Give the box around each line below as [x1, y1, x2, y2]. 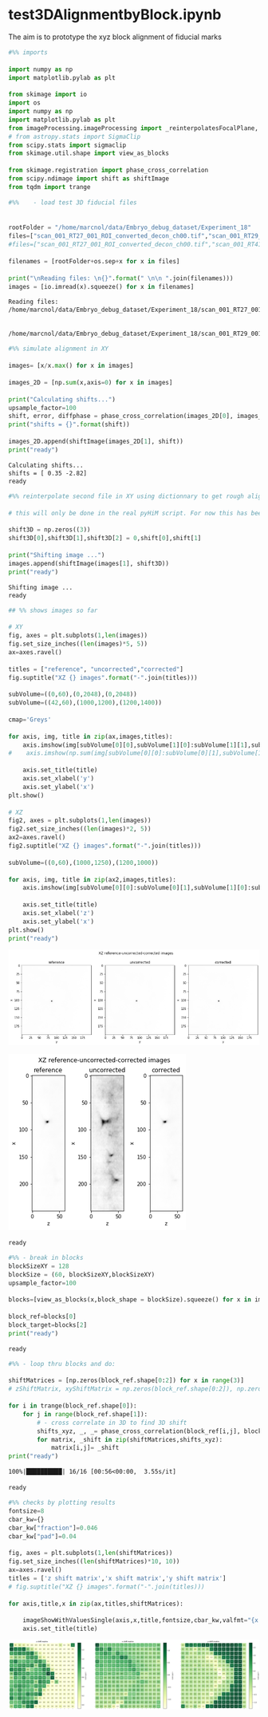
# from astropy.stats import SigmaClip [8, 132, 141, 140]
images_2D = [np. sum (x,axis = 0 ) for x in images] [8, 378, 173, 386]
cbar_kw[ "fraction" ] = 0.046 [8, 1524, 98, 1532]
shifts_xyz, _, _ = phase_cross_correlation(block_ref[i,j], [37, 1427, 241, 1435]
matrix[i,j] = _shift [50, 1444, 120, 1452]
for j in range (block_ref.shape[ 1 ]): [22, 1410, 148, 1418]
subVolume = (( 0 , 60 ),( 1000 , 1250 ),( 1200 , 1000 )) [8, 858, 159, 866]
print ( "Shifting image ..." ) [8, 551, 105, 559]
